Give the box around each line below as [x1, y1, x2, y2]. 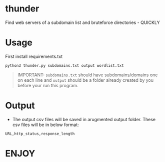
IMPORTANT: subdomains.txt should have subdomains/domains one [17, 72, 158, 78]
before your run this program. [17, 82, 78, 88]
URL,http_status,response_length [5, 131, 75, 136]
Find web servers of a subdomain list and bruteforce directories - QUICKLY [5, 19, 160, 25]
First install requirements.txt [5, 53, 63, 59]
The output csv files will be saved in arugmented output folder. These [12, 116, 156, 122]
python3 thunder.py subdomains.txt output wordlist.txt [5, 63, 124, 68]
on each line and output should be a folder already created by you [17, 77, 154, 83]
